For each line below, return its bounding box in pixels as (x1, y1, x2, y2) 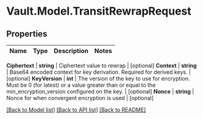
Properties (6, 29, 48, 39)
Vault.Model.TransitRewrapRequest (6, 4, 192, 18)
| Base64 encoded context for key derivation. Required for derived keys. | (6, 68, 191, 76)
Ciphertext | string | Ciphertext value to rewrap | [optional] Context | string (6, 62, 197, 69)
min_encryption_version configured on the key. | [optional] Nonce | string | (6, 88, 194, 95)
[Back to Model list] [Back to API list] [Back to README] (6, 106, 146, 114)
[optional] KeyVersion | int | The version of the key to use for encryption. (6, 75, 190, 82)
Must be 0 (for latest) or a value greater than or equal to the (6, 81, 156, 88)
